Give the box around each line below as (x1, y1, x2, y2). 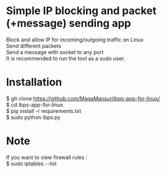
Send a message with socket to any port (6, 48, 104, 55)
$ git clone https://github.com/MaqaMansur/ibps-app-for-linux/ (6, 95, 160, 102)
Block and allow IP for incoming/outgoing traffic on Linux (6, 36, 144, 43)
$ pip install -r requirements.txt (6, 107, 81, 114)
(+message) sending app (6, 16, 131, 30)
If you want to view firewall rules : (6, 154, 88, 161)
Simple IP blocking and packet (6, 4, 157, 18)
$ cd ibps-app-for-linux (6, 101, 64, 108)
